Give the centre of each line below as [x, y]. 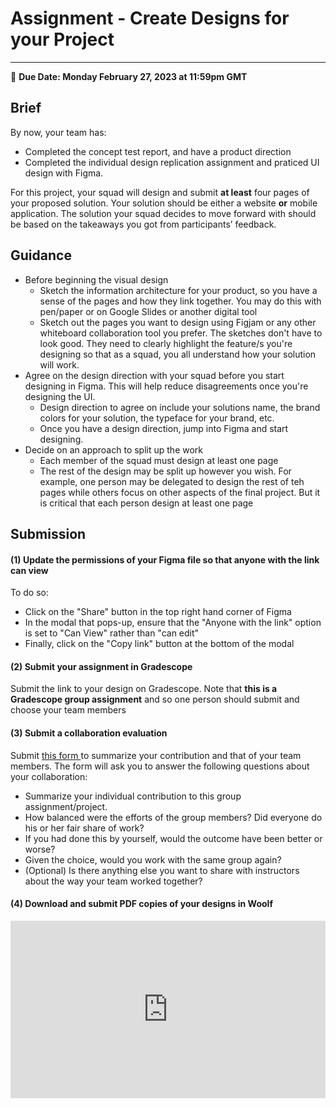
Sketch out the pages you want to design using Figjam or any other [178, 322]
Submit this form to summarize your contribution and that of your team [156, 755]
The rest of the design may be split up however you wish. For [165, 471]
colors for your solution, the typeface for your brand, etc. [157, 418]
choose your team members [68, 710]
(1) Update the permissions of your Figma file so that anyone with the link [165, 559]
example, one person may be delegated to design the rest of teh [172, 481]
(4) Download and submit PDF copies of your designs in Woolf [141, 904]
